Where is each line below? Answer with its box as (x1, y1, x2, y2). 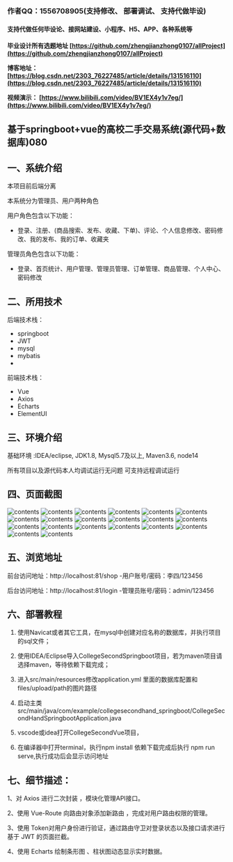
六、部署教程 (7, 608, 63, 620)
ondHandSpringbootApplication (17, 714, 109, 723)
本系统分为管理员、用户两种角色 (7, 197, 99, 205)
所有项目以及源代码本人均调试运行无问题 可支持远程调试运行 (7, 465, 179, 475)
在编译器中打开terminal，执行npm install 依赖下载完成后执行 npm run (17, 744, 216, 752)
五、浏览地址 (7, 552, 63, 564)
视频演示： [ (7, 93, 42, 102)
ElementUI (17, 410, 47, 418)
